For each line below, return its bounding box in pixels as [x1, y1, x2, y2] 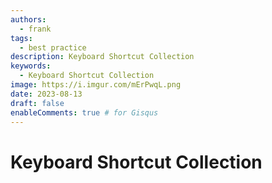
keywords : [10, 61, 52, 71]
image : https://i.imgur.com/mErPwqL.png [10, 80, 182, 90]
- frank [19, 24, 52, 34]
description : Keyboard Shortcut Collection [10, 52, 195, 62]
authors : [10, 14, 47, 25]
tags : [10, 33, 33, 43]
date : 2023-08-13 [10, 89, 83, 99]
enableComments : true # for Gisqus [10, 107, 159, 118]
